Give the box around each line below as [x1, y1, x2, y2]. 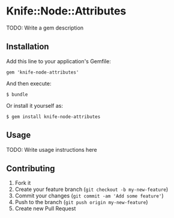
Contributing [6, 163, 55, 173]
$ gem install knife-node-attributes [6, 113, 101, 120]
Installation [6, 42, 49, 52]
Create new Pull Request [14, 205, 76, 212]
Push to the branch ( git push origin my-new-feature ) [14, 199, 148, 206]
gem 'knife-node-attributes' [6, 69, 79, 75]
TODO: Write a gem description [6, 24, 84, 31]
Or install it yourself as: [6, 102, 63, 109]
